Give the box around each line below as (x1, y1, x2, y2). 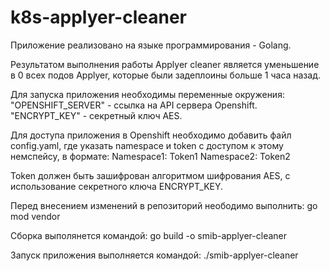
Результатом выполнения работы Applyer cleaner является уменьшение (10, 58, 320, 70)
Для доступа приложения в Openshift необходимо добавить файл (10, 129, 292, 141)
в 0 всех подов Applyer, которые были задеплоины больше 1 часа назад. (10, 69, 321, 81)
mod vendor (10, 210, 61, 222)
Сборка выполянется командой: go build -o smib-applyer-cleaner (10, 229, 288, 241)
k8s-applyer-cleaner (10, 6, 187, 29)
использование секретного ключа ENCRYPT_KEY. (10, 180, 224, 192)
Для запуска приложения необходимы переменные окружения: (10, 88, 285, 100)
